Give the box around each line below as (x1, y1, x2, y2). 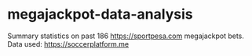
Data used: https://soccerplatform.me (7, 39, 130, 48)
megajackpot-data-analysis (7, 5, 193, 23)
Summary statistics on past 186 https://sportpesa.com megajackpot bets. (7, 31, 245, 40)
